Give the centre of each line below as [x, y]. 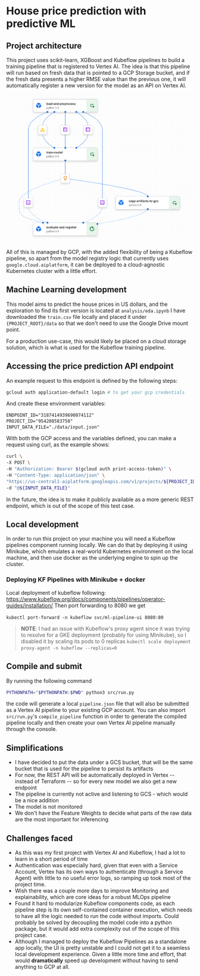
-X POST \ [18, 463]
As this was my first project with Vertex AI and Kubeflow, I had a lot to [100, 853]
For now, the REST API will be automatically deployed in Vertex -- [95, 775]
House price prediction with [76, 11]
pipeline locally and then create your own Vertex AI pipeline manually [91, 723]
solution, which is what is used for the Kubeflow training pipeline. [86, 347]
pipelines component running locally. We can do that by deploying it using [97, 545]
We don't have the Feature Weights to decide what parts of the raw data [103, 813]
